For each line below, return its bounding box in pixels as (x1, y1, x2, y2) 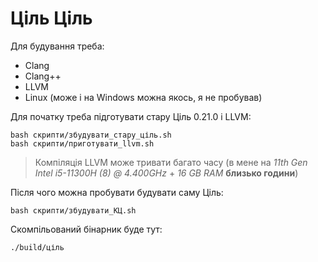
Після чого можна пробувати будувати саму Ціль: (10, 186, 224, 198)
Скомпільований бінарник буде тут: (10, 223, 163, 235)
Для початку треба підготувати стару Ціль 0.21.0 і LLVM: (10, 110, 252, 122)
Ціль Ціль (10, 7, 93, 30)
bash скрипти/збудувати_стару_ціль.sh (10, 130, 172, 140)
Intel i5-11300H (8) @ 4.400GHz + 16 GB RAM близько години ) (34, 167, 299, 179)
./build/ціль (10, 242, 65, 252)
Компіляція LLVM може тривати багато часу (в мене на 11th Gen (34, 156, 308, 168)
